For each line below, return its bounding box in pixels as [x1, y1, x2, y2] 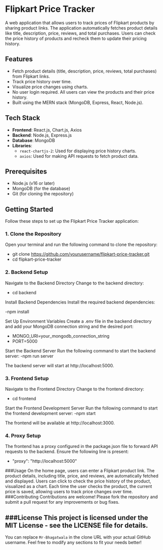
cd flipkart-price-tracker [12, 256, 62, 262]
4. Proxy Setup [5, 432, 41, 439]
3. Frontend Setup [5, 375, 49, 381]
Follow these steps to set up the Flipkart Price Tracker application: [5, 218, 139, 224]
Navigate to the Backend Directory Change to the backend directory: [5, 280, 144, 286]
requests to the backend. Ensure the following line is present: [5, 448, 129, 454]
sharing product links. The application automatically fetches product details [5, 25, 158, 31]
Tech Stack [5, 114, 40, 122]
